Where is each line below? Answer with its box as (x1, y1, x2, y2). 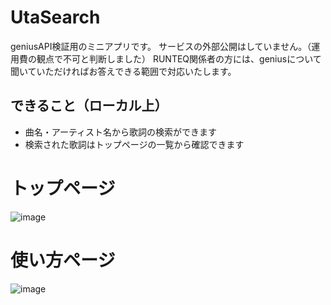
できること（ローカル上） (10, 97, 168, 115)
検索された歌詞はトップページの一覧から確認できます (24, 138, 245, 150)
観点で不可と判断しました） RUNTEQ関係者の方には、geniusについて (36, 52, 322, 65)
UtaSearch (10, 6, 101, 29)
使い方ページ (10, 249, 116, 271)
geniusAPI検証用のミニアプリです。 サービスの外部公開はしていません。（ (10, 40, 312, 52)
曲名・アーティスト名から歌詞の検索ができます (24, 126, 218, 138)
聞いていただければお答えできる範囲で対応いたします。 (10, 65, 237, 77)
